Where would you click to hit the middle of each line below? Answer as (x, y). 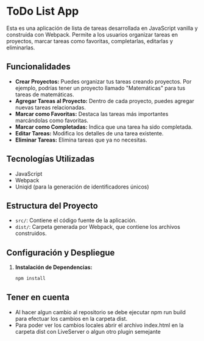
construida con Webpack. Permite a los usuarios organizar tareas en (92, 34)
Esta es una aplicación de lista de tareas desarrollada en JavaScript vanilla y (102, 28)
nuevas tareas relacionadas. (51, 107)
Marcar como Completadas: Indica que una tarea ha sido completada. (104, 127)
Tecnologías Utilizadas (51, 159)
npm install (30, 279)
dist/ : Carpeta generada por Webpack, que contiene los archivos (98, 227)
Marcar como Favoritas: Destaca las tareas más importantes (92, 113)
